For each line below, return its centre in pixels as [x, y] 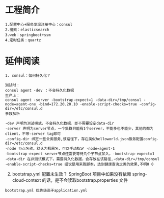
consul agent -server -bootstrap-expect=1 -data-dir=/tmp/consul [73, 100]
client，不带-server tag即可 [33, 133]
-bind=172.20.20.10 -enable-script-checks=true [88, 104]
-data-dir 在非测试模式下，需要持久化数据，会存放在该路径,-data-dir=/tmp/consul [82, 159]
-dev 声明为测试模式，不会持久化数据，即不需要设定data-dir [60, 123]
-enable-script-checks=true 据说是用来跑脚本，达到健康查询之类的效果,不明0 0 [79, 164]
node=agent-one [21, 104]
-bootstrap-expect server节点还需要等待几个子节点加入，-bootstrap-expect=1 [80, 154]
